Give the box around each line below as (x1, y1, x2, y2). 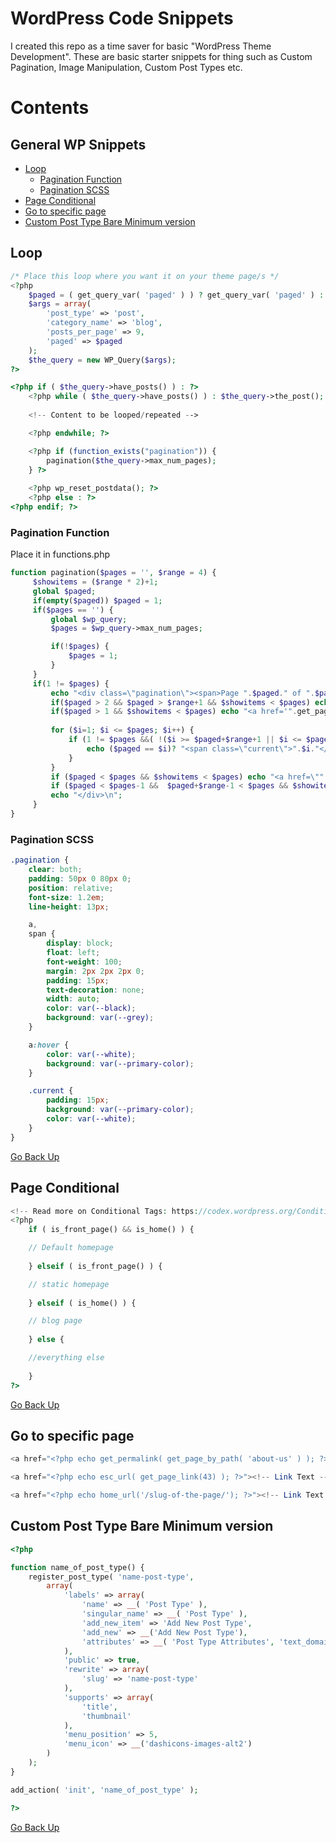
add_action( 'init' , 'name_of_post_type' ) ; (10, 1785, 199, 1795)
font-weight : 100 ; (46, 957, 123, 967)
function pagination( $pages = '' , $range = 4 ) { (10, 568, 217, 578)
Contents (10, 97, 90, 119)
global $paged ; (32, 586, 97, 596)
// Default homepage (28, 1243, 114, 1253)
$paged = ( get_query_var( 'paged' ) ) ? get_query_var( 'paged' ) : (28, 290, 325, 300)
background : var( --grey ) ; (46, 1013, 155, 1023)
